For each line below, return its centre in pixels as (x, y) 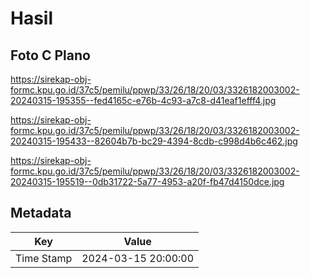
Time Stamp (44, 258)
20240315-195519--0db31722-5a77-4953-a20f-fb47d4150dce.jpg (147, 181)
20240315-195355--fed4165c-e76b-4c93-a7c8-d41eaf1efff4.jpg (143, 100)
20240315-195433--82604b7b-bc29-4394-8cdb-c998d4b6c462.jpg (154, 141)
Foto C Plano (50, 55)
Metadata (41, 213)
